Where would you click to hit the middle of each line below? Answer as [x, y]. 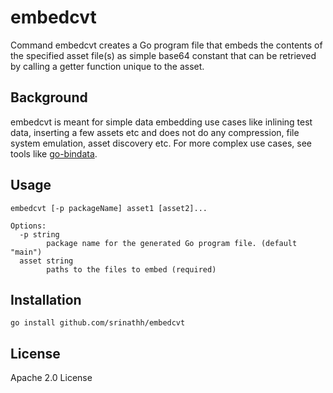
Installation [46, 299]
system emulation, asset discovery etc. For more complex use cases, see [161, 143]
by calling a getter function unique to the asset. [107, 66]
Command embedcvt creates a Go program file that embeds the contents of [166, 45]
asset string [46, 261]
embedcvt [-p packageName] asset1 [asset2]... [109, 208]
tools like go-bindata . [54, 153]
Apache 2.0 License [51, 378]
